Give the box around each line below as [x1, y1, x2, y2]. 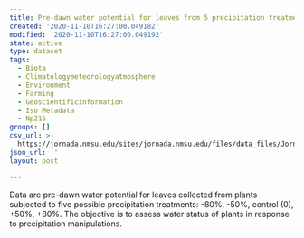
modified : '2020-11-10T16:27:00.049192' [9, 30, 165, 39]
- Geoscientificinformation [17, 97, 124, 107]
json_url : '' [9, 148, 59, 157]
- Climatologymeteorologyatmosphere [17, 72, 156, 81]
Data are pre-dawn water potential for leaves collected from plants [9, 189, 258, 200]
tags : [9, 55, 30, 64]
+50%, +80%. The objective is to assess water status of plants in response [9, 208, 290, 219]
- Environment [17, 81, 71, 90]
